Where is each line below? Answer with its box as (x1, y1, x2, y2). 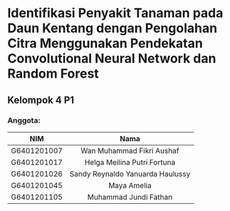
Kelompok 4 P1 (7, 94, 75, 106)
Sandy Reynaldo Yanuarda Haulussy (69, 169, 191, 179)
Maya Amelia (108, 180, 152, 190)
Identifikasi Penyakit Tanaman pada (7, 5, 224, 21)
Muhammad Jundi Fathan (87, 192, 173, 202)
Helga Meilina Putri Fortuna (84, 157, 176, 167)
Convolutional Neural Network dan (7, 51, 216, 67)
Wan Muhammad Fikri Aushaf (80, 145, 179, 155)
